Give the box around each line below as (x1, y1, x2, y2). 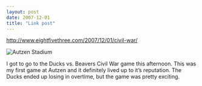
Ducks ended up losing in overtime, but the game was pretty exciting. (6, 73, 180, 81)
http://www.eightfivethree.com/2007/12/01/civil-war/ (6, 37, 138, 44)
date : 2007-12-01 (6, 15, 50, 21)
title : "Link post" (6, 20, 56, 26)
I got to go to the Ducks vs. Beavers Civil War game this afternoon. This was (6, 60, 197, 67)
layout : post (6, 8, 39, 15)
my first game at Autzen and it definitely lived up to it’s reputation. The (6, 67, 182, 74)
